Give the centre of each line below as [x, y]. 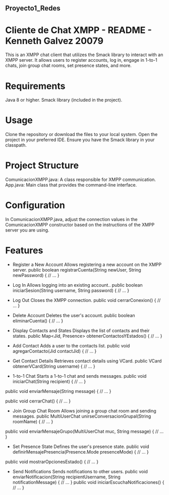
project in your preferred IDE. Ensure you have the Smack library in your [80, 140]
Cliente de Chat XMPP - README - [79, 30]
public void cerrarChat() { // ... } [38, 401]
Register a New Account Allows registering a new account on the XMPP [87, 264]
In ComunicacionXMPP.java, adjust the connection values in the [71, 219]
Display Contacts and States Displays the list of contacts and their [81, 331]
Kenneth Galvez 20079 [54, 41]
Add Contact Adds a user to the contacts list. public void [71, 346]
